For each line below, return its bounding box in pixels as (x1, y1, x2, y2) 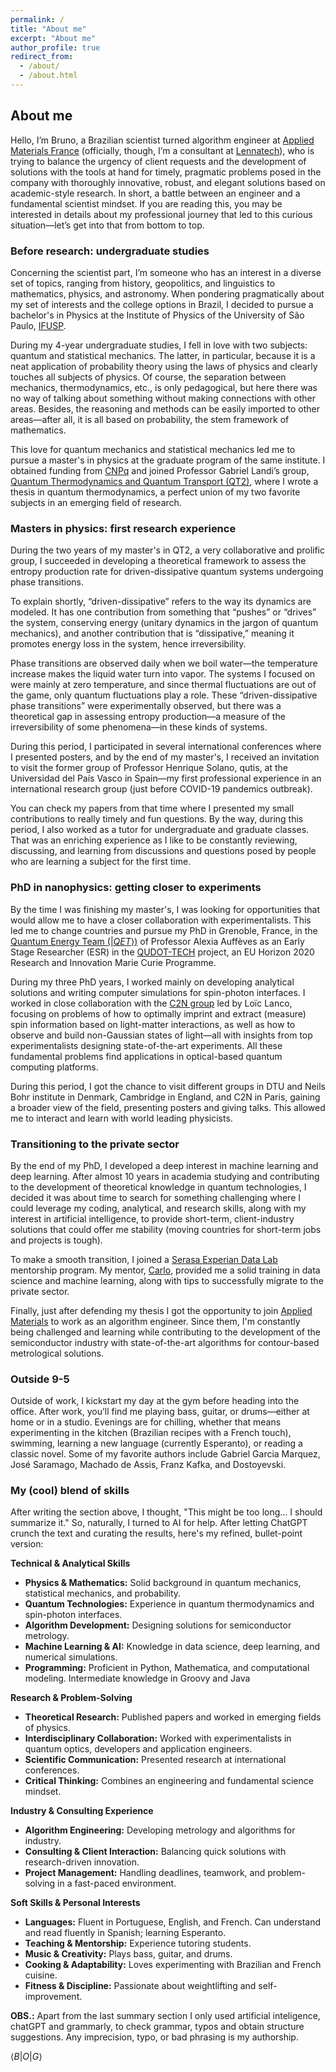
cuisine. (24, 1969, 58, 1981)
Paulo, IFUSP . (10, 319, 67, 331)
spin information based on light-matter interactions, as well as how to (10, 1018, 296, 1030)
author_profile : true (10, 42, 101, 53)
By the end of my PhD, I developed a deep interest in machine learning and (10, 1159, 319, 1171)
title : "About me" (10, 24, 87, 34)
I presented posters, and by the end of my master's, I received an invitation (10, 751, 320, 763)
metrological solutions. (10, 1347, 105, 1359)
